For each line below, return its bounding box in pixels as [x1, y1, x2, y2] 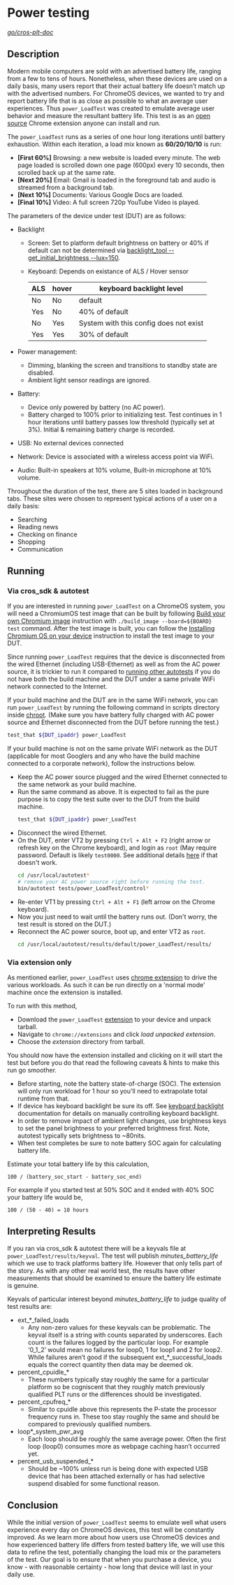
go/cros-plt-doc [7, 28, 54, 36]
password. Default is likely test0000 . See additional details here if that [17, 851, 218, 859]
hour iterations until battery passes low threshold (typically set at [27, 417, 215, 426]
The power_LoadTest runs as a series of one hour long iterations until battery [7, 132, 226, 141]
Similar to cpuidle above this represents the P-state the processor [27, 1405, 217, 1413]
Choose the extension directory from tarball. [17, 1037, 145, 1046]
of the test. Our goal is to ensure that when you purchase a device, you [7, 1555, 212, 1563]
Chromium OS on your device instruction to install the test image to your [7, 631, 215, 640]
